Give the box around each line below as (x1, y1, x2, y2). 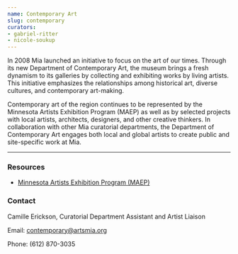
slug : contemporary (7, 17, 65, 24)
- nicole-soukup (7, 37, 55, 44)
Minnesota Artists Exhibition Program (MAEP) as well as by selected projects (7, 108, 231, 116)
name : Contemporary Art (7, 10, 78, 18)
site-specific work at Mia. (7, 138, 81, 146)
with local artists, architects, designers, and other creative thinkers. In (7, 115, 211, 124)
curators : (7, 23, 37, 31)
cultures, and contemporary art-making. (7, 87, 125, 95)
